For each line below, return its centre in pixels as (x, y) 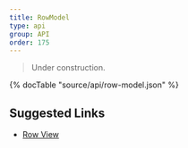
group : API (30, 34)
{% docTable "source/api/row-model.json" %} (94, 85)
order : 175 (30, 42)
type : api (28, 26)
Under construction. (68, 68)
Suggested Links (57, 113)
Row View (41, 135)
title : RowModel (39, 17)
